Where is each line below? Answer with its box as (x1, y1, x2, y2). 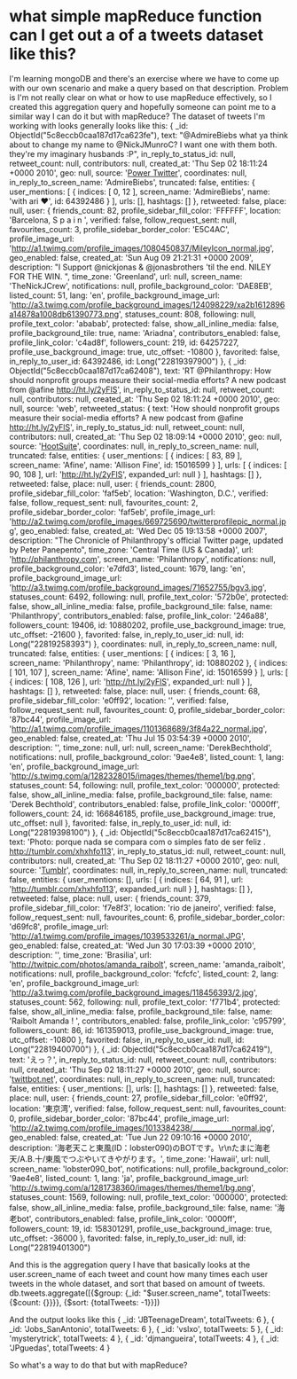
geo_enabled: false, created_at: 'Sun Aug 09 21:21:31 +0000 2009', (9, 252, 254, 262)
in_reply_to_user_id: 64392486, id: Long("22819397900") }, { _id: (9, 356, 246, 366)
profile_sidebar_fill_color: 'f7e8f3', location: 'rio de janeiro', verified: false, (9, 902, 277, 913)
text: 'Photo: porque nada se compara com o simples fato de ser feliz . (9, 836, 266, 847)
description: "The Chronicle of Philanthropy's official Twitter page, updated (9, 535, 284, 545)
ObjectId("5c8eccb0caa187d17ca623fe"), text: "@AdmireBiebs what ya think (9, 129, 288, 140)
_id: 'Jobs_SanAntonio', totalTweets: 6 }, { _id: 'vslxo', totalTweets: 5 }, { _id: (9, 1323, 284, 1334)
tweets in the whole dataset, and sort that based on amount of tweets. (9, 1278, 266, 1289)
